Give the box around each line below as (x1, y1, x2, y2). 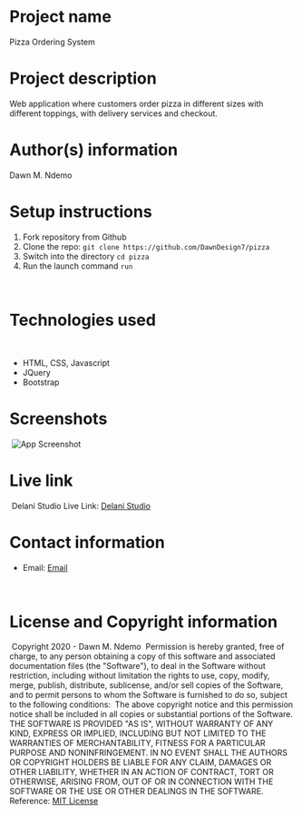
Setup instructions (9, 201, 152, 221)
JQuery (22, 367, 52, 378)
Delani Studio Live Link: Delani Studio (11, 500, 151, 511)
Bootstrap (22, 377, 60, 388)
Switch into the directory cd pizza (22, 250, 150, 261)
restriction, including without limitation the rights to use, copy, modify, (9, 670, 270, 682)
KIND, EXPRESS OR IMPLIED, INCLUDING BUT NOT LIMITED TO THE (9, 728, 267, 739)
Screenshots (9, 408, 108, 428)
